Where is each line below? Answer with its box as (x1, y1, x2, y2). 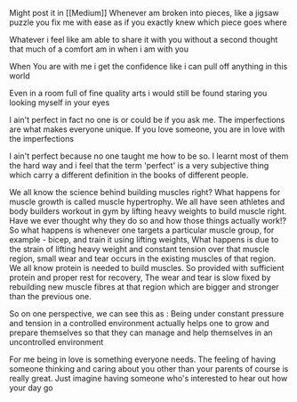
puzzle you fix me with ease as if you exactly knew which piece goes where (9, 17, 287, 28)
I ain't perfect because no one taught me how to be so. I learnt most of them (9, 151, 289, 161)
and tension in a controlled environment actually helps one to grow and (9, 318, 269, 328)
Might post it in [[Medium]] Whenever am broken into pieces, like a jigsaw (9, 8, 279, 18)
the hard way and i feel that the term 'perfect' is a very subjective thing (9, 160, 269, 170)
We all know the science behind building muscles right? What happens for (9, 187, 281, 197)
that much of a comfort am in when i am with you (9, 44, 189, 54)
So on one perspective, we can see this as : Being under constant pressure (9, 308, 285, 319)
